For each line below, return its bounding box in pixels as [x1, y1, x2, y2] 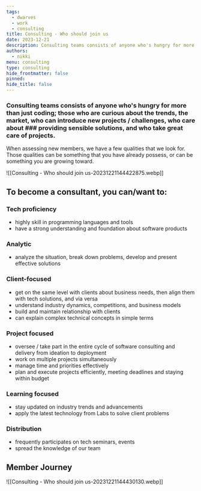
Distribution [6, 425, 42, 433]
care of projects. [6, 131, 56, 139]
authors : [6, 48, 28, 54]
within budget [14, 374, 49, 382]
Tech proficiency [6, 205, 57, 213]
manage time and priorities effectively [14, 362, 109, 369]
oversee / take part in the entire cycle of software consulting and [14, 343, 175, 350]
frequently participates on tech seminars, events [14, 438, 135, 445]
